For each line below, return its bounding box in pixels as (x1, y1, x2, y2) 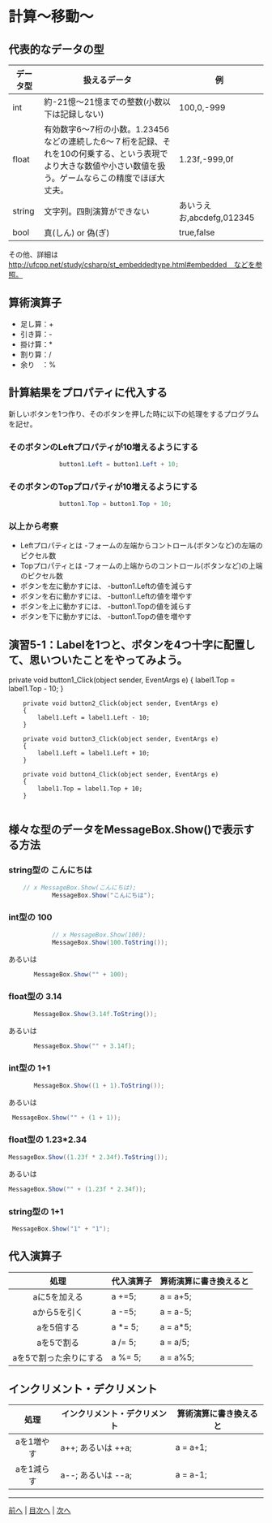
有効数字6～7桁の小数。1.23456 (44, 123, 170, 135)
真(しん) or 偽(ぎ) (44, 227, 110, 238)
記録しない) (60, 109, 104, 119)
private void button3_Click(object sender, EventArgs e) (23, 735, 219, 743)
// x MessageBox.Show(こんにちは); (23, 883, 137, 892)
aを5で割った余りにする (12, 1352, 104, 1363)
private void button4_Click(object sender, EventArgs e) (23, 771, 219, 779)
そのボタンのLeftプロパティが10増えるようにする (8, 441, 198, 452)
